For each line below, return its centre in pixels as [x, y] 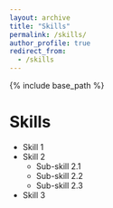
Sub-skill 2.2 [60, 175]
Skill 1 [33, 147]
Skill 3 [34, 194]
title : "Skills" [40, 26]
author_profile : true [50, 43]
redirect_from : [38, 52]
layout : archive [40, 18]
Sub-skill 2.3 [59, 185]
